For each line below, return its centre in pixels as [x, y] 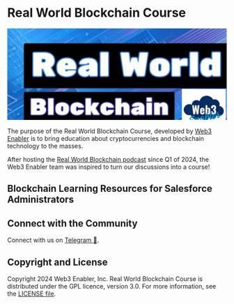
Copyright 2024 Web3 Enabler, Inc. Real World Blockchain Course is [105, 279]
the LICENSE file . [32, 294]
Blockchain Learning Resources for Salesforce [110, 189]
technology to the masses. [45, 146]
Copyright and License [57, 262]
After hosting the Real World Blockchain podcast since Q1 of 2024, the [108, 160]
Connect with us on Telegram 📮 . [53, 240]
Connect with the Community [72, 223]
